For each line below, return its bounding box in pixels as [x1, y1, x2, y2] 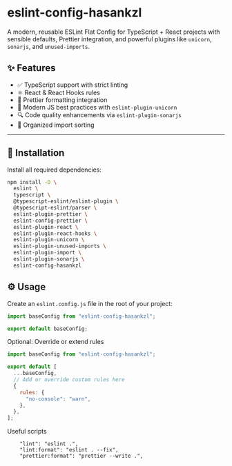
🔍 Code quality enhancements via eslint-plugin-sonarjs [17, 110, 182, 119]
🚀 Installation [7, 147, 65, 159]
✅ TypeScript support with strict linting [17, 81, 128, 89]
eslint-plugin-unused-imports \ [13, 243, 107, 250]
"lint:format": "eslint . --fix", [19, 447, 119, 454]
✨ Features [7, 62, 56, 74]
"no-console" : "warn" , [25, 395, 91, 403]
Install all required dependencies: [7, 165, 102, 174]
